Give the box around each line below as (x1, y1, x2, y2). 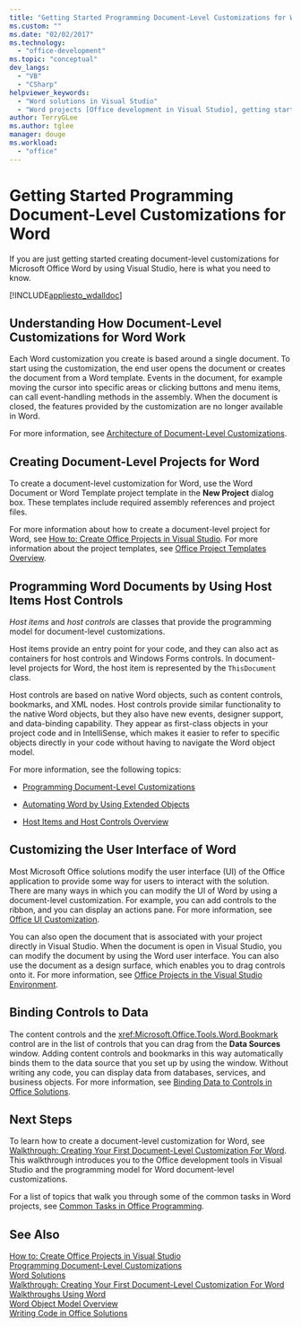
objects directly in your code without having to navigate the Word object (9, 737, 276, 748)
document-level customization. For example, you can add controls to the (9, 894, 277, 905)
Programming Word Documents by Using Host (9, 578, 272, 593)
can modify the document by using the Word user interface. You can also (9, 950, 279, 961)
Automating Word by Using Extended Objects (21, 799, 190, 809)
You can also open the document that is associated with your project (9, 931, 262, 942)
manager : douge (9, 130, 66, 139)
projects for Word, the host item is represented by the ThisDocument (28, 663, 277, 673)
